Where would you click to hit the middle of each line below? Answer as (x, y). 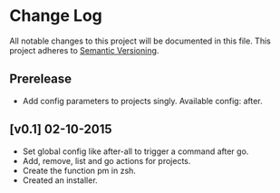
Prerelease (41, 79)
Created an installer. (60, 180)
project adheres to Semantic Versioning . (84, 50)
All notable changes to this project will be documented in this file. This (140, 41)
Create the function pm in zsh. (79, 170)
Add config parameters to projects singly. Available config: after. (142, 101)
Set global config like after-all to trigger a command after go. (135, 151)
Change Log (56, 16)
